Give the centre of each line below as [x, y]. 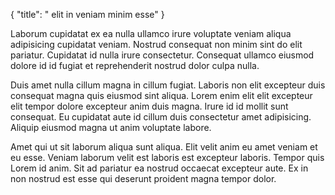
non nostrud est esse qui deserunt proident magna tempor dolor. [143, 178]
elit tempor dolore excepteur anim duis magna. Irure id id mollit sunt [149, 106]
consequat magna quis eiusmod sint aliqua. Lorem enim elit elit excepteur [161, 95]
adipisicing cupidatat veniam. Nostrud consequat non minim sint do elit [156, 44]
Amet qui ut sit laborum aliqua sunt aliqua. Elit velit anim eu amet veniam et [164, 147]
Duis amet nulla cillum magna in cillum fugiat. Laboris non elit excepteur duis [168, 85]
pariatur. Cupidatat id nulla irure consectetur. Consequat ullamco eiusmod [162, 55]
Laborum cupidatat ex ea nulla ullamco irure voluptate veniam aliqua [151, 33]
